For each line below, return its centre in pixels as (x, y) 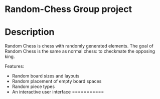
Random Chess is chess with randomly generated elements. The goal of (79, 46)
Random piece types (33, 86)
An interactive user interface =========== (58, 92)
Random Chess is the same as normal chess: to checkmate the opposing (80, 51)
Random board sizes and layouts (46, 76)
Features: (15, 66)
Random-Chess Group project (68, 9)
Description (30, 32)
